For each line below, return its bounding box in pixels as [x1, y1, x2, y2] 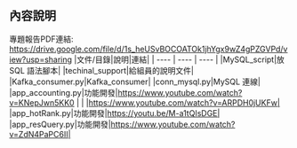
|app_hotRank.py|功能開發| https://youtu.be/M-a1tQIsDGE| [9, 107, 221, 118]
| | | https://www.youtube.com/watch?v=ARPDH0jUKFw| [76, 97, 280, 108]
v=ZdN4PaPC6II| [9, 129, 71, 139]
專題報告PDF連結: [9, 34, 74, 44]
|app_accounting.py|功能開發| [9, 87, 118, 97]
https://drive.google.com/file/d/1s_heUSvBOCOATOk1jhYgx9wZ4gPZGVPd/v [9, 43, 288, 54]
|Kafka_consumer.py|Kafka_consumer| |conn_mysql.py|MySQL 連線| [9, 76, 261, 87]
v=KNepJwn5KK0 [9, 97, 75, 108]
